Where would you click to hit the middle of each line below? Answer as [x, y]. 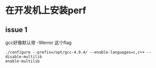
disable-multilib [24, 57]
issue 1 [16, 29]
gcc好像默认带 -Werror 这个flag [38, 42]
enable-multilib [22, 61]
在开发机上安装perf [46, 10]
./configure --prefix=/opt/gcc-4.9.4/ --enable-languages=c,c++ [75, 52]
